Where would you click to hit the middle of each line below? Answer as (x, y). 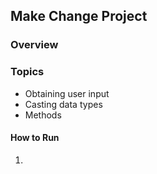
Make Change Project (79, 16)
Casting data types (63, 104)
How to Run (35, 138)
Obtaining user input (67, 93)
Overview (34, 45)
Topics (27, 72)
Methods (43, 115)
